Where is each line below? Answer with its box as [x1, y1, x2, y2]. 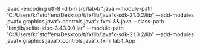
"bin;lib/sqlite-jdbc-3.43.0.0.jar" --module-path [6, 24, 124, 31]
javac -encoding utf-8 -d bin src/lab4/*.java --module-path [6, 5, 153, 12]
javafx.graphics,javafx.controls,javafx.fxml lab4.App [6, 37, 136, 44]
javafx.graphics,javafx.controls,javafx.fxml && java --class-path [6, 18, 164, 25]
